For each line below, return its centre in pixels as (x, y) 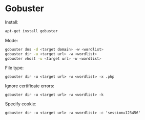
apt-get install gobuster (31, 31)
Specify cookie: (21, 104)
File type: (14, 68)
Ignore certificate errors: (30, 86)
